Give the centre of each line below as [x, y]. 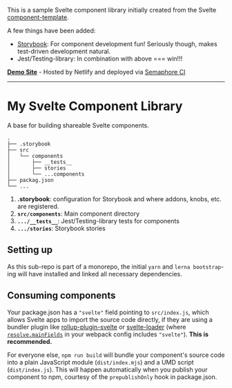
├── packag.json [30, 180]
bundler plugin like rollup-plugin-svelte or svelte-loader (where [97, 327]
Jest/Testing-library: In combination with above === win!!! [100, 59]
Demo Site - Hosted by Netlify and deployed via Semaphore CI [96, 72]
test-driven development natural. [64, 51]
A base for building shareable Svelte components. [78, 125]
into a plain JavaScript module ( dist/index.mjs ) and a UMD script [101, 362]
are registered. [38, 206]
